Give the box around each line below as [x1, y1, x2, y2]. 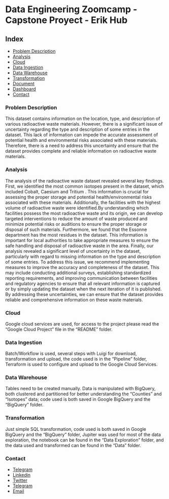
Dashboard [12, 86, 37, 92]
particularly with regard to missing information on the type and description [5, 253, 161, 259]
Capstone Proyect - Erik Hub [5, 14, 128, 26]
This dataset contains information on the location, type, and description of [5, 115, 160, 122]
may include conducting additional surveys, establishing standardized [5, 270, 151, 276]
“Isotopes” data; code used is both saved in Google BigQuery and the [5, 396, 151, 402]
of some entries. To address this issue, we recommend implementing [5, 258, 150, 265]
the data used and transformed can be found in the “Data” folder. [5, 442, 141, 448]
